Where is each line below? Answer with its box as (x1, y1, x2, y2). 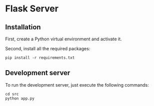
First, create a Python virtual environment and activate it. (5, 36, 122, 42)
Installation (5, 23, 41, 31)
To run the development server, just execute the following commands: (5, 82, 149, 88)
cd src (5, 92, 19, 97)
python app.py (5, 96, 35, 101)
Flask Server (5, 3, 59, 14)
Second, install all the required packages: (5, 46, 90, 51)
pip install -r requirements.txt (5, 55, 75, 60)
